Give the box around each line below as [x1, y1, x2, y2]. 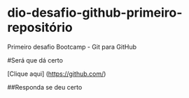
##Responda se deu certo [7, 83, 83, 91]
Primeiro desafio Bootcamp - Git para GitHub [7, 42, 137, 51]
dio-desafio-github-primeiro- [7, 5, 183, 21]
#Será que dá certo [7, 56, 63, 64]
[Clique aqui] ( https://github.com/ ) [7, 70, 106, 78]
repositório [7, 19, 73, 35]
